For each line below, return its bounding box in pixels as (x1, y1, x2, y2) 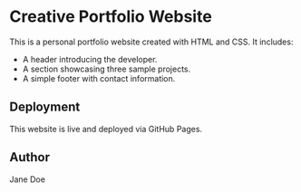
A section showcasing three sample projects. (22, 63, 191, 74)
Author (9, 149, 50, 165)
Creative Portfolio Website (9, 6, 213, 27)
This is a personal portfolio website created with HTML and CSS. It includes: (9, 36, 294, 47)
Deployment (9, 100, 81, 115)
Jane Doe (9, 174, 45, 185)
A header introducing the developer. (22, 53, 158, 64)
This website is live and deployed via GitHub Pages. (9, 123, 202, 134)
